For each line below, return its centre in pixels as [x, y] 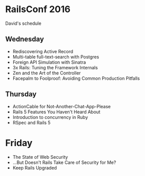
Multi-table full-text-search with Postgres [56, 57]
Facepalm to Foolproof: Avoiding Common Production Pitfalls [76, 78]
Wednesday [25, 39]
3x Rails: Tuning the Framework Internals [55, 67]
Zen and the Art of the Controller [47, 73]
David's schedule [23, 23]
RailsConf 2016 [38, 9]
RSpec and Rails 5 [31, 122]
